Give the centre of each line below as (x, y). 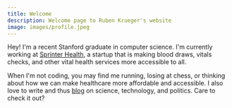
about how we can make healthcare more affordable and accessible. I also (115, 83)
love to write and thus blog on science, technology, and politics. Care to (111, 91)
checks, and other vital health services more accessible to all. (97, 62)
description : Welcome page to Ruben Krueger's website (90, 20)
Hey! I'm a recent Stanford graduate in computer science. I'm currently (110, 47)
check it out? (26, 98)
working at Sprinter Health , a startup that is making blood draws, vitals (110, 54)
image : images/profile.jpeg (49, 27)
